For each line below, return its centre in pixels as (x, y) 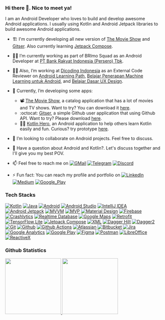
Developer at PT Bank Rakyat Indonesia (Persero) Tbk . (68, 61)
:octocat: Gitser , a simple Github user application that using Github (87, 113)
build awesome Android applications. (43, 29)
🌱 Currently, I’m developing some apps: (53, 91)
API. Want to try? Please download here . (61, 118)
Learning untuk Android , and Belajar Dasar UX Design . (68, 81)
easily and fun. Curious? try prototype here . (64, 129)
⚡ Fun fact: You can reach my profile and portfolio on (66, 175)
